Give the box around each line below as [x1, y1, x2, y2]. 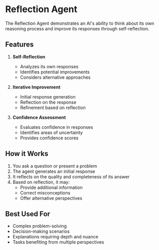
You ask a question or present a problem [12, 163, 97, 169]
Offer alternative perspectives [20, 195, 82, 201]
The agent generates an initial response [12, 168, 95, 174]
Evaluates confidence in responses [20, 124, 93, 130]
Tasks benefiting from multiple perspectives [12, 239, 104, 245]
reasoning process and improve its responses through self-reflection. [5, 25, 150, 31]
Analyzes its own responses [20, 63, 79, 69]
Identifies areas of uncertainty [20, 129, 83, 135]
